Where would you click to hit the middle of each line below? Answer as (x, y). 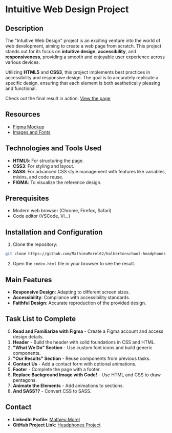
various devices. (23, 62)
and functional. (21, 88)
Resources (23, 114)
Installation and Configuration (54, 232)
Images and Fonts (31, 132)
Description (24, 28)
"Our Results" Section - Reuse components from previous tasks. (82, 358)
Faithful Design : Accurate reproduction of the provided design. (79, 303)
